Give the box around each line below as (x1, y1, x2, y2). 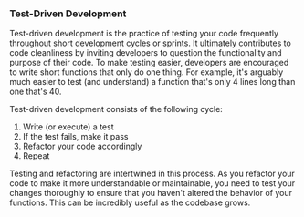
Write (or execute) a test (22, 121, 114, 132)
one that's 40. (9, 86, 62, 98)
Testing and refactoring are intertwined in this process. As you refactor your (9, 168, 295, 180)
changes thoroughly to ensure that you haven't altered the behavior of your (9, 188, 293, 199)
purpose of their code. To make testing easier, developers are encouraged (9, 57, 289, 68)
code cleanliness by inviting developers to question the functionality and (9, 47, 282, 58)
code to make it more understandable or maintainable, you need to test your (9, 178, 296, 189)
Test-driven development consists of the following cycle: (9, 104, 224, 115)
